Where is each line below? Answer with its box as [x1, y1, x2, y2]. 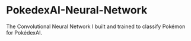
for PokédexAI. [6, 29, 43, 36]
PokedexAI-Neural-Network [6, 4, 148, 17]
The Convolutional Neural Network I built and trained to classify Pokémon [6, 23, 186, 30]
